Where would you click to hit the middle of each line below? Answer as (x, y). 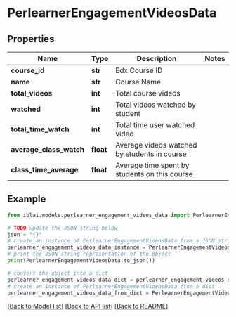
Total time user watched (155, 125)
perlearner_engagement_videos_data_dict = (70, 280)
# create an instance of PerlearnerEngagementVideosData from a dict (111, 286)
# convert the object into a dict (58, 273)
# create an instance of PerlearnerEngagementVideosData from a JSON (111, 241)
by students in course (151, 154)
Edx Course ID (139, 70)
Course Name (138, 82)
